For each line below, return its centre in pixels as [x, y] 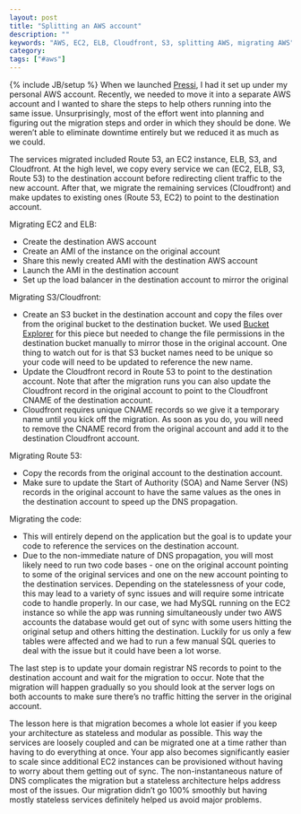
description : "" [39, 34]
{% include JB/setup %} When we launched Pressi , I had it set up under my [149, 85]
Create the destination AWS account [89, 242]
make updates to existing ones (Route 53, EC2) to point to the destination [144, 197]
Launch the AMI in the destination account [100, 270]
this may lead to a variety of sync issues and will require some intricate [153, 593]
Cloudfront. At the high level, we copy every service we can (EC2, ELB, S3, [147, 169]
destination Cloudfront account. [81, 438]
